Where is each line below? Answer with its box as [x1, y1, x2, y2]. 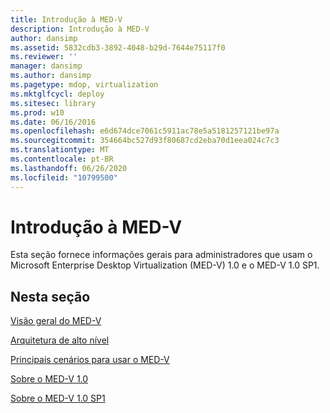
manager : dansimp [10, 61, 83, 71]
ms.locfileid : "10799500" [10, 172, 118, 183]
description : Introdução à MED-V [10, 24, 150, 34]
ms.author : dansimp [10, 71, 92, 81]
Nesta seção [10, 288, 91, 305]
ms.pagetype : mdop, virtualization [10, 80, 159, 90]
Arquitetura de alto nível [10, 334, 110, 346]
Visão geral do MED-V [10, 315, 102, 327]
